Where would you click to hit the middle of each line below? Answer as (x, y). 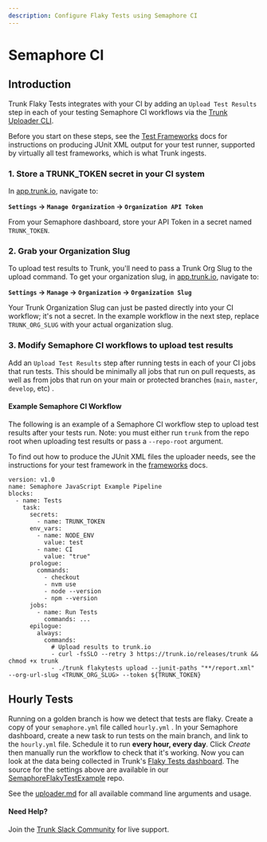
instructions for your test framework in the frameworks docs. (108, 465)
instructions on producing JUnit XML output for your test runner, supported (132, 144)
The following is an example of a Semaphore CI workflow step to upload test (133, 424)
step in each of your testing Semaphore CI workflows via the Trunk (118, 112)
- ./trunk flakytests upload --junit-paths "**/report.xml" (153, 668)
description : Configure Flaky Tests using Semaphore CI (103, 16)
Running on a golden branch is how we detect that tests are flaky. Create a (131, 718)
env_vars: (45, 528)
